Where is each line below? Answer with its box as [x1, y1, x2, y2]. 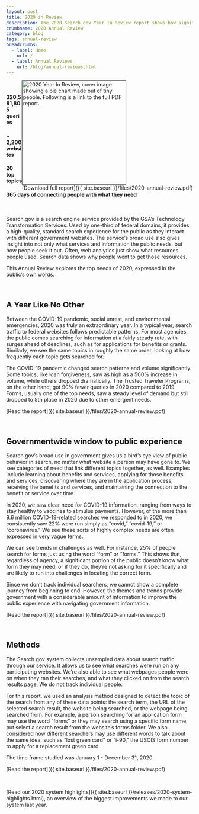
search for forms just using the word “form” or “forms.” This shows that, [6, 550, 182, 557]
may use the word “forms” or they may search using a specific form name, [6, 717, 188, 725]
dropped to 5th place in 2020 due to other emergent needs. [6, 396, 152, 403]
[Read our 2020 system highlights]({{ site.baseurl [6, 789, 127, 796]
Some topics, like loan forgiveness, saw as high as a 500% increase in [6, 371, 178, 378]
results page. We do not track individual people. [6, 681, 123, 688]
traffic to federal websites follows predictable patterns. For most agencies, [6, 328, 188, 335]
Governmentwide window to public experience [6, 436, 182, 446]
